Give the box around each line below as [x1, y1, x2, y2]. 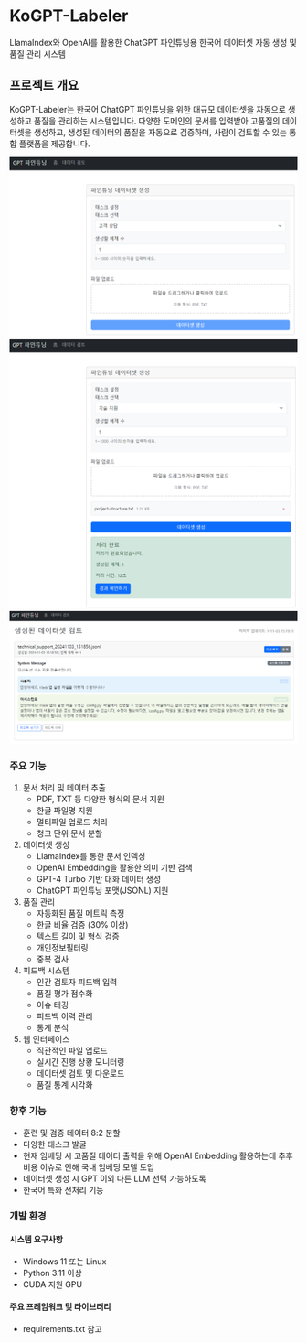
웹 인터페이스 [22, 1034, 70, 1045]
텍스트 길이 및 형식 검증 [36, 930, 121, 942]
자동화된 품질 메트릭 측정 [36, 908, 125, 919]
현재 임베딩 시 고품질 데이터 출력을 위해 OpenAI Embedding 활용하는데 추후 [22, 1150, 294, 1161]
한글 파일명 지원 [36, 805, 93, 816]
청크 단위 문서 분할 [36, 828, 103, 839]
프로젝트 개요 [9, 78, 79, 93]
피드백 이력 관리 [36, 1011, 93, 1022]
